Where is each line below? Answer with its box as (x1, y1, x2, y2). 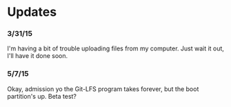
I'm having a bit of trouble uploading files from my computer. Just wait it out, (7, 44, 224, 52)
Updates (7, 4, 57, 20)
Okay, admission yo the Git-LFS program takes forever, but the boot (7, 84, 199, 93)
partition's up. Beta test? (7, 92, 77, 100)
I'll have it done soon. (7, 52, 68, 60)
